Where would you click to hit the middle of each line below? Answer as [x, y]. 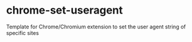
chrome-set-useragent [65, 10]
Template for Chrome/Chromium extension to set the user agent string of [96, 27]
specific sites [22, 33]
